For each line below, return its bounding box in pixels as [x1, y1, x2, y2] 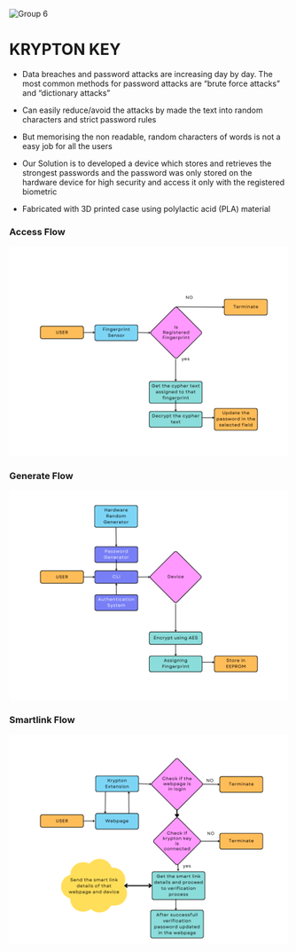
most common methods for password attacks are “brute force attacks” [21, 78, 281, 89]
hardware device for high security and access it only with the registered [21, 177, 285, 187]
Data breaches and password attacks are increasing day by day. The [21, 68, 273, 79]
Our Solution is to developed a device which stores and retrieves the [21, 158, 272, 169]
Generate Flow [9, 470, 74, 483]
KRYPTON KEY [9, 40, 121, 59]
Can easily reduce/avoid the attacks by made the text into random [21, 105, 263, 115]
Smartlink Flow [9, 714, 75, 727]
